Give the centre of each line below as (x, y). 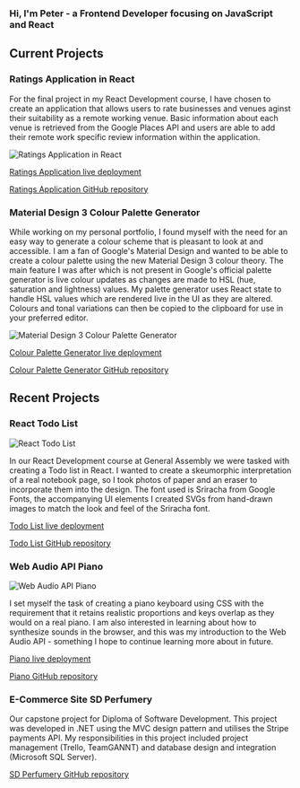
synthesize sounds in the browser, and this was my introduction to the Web (148, 632)
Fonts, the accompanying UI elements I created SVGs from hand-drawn (141, 499)
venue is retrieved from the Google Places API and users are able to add (142, 127)
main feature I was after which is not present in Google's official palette (141, 270)
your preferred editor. (49, 318)
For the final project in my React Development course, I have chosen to (140, 99)
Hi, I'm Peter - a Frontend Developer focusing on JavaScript (141, 13)
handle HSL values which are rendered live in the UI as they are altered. (141, 298)
